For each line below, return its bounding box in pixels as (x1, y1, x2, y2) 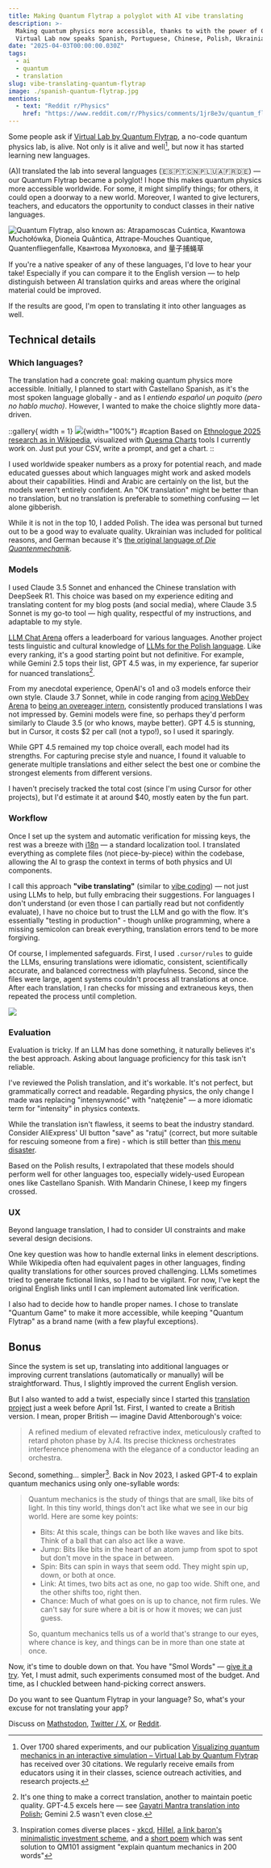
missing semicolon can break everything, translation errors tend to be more (8, 923, 259, 934)
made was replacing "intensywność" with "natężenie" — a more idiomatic (8, 1095, 253, 1105)
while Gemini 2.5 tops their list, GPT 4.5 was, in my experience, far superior (8, 658, 259, 668)
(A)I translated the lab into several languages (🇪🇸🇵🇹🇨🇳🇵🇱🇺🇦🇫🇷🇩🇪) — (8, 166, 261, 175)
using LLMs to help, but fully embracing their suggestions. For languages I (8, 890, 256, 899)
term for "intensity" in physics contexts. (8, 1103, 140, 1113)
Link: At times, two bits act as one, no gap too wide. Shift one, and (40, 1579, 261, 1588)
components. (8, 865, 52, 875)
